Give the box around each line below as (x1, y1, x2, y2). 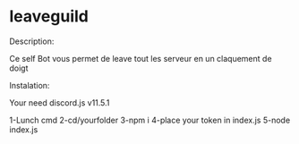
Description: (9, 36, 55, 47)
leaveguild (9, 6, 90, 27)
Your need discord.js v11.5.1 (9, 97, 110, 108)
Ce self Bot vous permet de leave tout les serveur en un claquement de (9, 53, 272, 64)
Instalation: (9, 80, 50, 90)
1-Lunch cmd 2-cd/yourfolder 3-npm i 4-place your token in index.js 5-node (9, 114, 291, 125)
